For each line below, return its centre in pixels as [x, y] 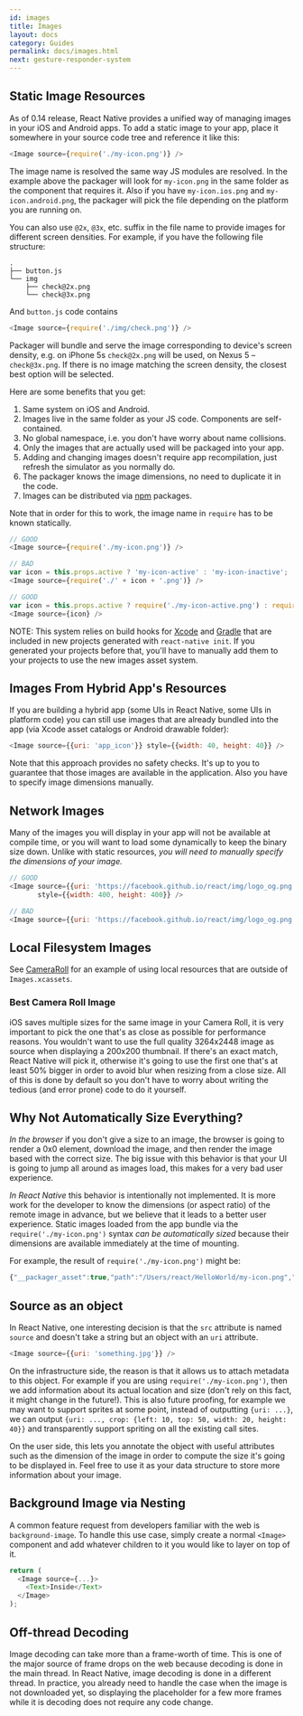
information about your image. [65, 1475]
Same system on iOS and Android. [86, 409]
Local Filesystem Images [80, 947]
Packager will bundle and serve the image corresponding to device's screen [151, 345]
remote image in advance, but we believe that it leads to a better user [138, 1215]
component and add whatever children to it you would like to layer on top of [150, 1544]
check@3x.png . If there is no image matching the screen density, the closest [148, 364]
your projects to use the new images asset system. [104, 660]
